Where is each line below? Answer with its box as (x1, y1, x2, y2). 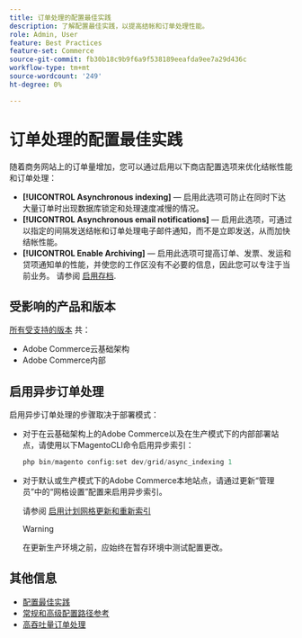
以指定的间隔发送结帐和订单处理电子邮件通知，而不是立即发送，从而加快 (22, 225, 290, 236)
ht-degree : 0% (9, 80, 63, 89)
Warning (22, 524, 54, 535)
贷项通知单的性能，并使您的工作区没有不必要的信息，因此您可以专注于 (22, 258, 283, 270)
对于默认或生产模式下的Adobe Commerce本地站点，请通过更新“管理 (22, 475, 275, 486)
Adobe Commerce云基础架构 (22, 344, 130, 355)
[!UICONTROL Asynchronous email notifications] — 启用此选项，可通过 (22, 213, 293, 225)
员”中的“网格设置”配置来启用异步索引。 (22, 487, 168, 498)
